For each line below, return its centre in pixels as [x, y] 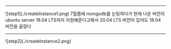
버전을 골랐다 [18, 26]
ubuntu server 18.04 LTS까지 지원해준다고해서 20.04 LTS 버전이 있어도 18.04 [83, 20]
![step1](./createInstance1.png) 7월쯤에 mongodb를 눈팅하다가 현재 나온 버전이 [85, 14]
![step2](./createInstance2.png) [38, 41]
